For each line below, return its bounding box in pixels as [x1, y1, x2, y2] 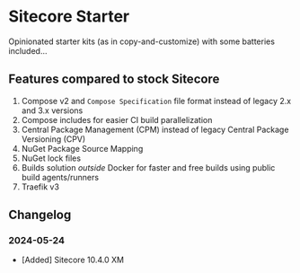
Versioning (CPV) [21, 133, 86, 145]
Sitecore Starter [8, 6, 130, 27]
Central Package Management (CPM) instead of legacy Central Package [21, 124, 289, 135]
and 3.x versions [21, 105, 84, 116]
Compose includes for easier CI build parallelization [21, 114, 213, 125]
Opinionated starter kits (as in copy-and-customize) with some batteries [8, 36, 276, 47]
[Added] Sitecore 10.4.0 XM [21, 254, 125, 266]
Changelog [8, 207, 72, 223]
